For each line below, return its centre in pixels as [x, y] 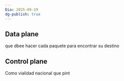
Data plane [22, 34]
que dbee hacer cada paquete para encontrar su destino [62, 46]
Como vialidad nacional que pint [37, 73]
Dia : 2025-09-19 [22, 10]
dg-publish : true [23, 14]
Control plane [26, 61]
